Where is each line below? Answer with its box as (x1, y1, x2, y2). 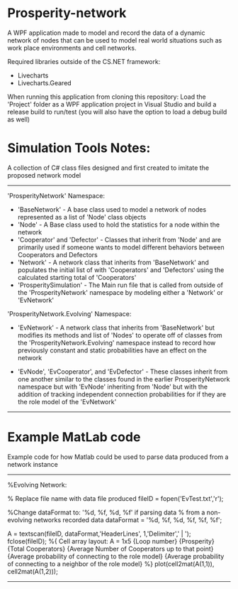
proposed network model (7, 171, 81, 179)
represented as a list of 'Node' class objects (17, 212, 147, 221)
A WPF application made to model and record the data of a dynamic (7, 28, 205, 37)
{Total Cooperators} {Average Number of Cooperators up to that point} (7, 544, 214, 553)
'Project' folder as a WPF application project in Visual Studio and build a (7, 99, 217, 108)
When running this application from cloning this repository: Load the (7, 92, 207, 101)
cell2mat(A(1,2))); (7, 567, 58, 576)
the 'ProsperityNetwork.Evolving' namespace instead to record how (17, 338, 216, 347)
